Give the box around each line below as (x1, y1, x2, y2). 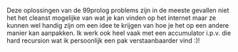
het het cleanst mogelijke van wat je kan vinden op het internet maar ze (6, 14, 217, 22)
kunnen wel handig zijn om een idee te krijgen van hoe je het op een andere (6, 21, 229, 29)
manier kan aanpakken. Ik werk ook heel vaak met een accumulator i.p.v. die (6, 28, 232, 37)
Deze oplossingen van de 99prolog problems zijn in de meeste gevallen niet (6, 6, 229, 14)
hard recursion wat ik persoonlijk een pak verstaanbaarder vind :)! (6, 36, 200, 45)
